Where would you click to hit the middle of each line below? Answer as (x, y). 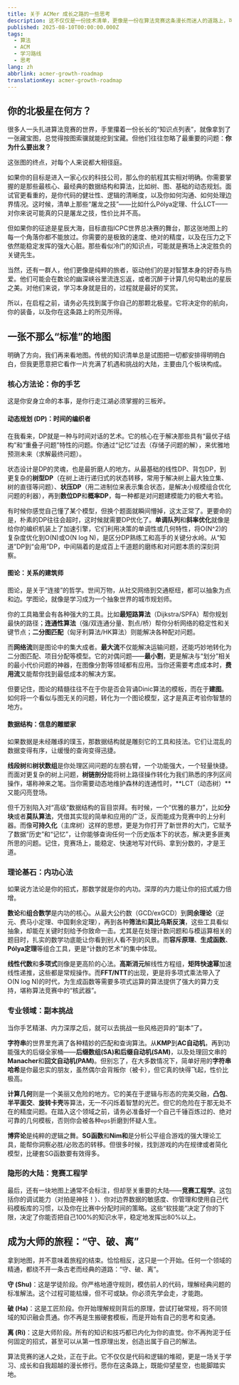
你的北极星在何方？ (49, 111)
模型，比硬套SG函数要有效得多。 (55, 1153)
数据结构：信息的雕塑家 (42, 725)
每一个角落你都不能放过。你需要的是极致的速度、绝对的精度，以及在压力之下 (119, 237)
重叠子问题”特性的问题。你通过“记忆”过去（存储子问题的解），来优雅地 (127, 445)
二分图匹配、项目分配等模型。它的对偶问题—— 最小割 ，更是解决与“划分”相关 (119, 655)
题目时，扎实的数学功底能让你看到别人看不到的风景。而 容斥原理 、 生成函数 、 (119, 940)
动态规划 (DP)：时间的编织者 (49, 418)
